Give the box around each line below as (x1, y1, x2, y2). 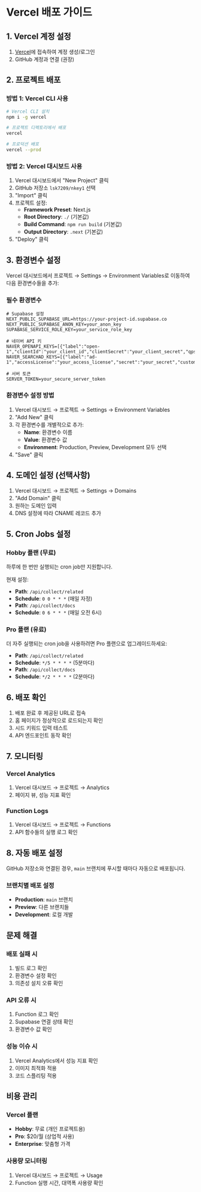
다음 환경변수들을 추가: (6, 279, 59, 287)
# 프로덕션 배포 (6, 142, 39, 148)
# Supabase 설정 (6, 311, 44, 317)
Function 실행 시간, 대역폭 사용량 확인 (14, 1179, 103, 1186)
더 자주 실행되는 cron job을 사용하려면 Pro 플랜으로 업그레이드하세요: (6, 640, 167, 648)
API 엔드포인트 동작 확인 (14, 732, 72, 739)
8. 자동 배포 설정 (6, 848, 63, 858)
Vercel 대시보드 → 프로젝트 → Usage (14, 1172, 103, 1179)
